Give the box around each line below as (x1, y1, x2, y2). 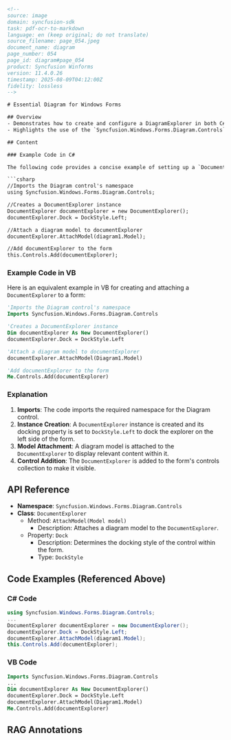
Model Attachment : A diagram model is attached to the (16, 442, 175, 450)
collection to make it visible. (16, 464, 96, 472)
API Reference (7, 483, 70, 495)
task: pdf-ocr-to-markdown (7, 25, 85, 32)
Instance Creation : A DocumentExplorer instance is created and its (16, 420, 204, 428)
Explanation (7, 390, 48, 400)
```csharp (7, 176, 36, 183)
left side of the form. (16, 435, 76, 443)
